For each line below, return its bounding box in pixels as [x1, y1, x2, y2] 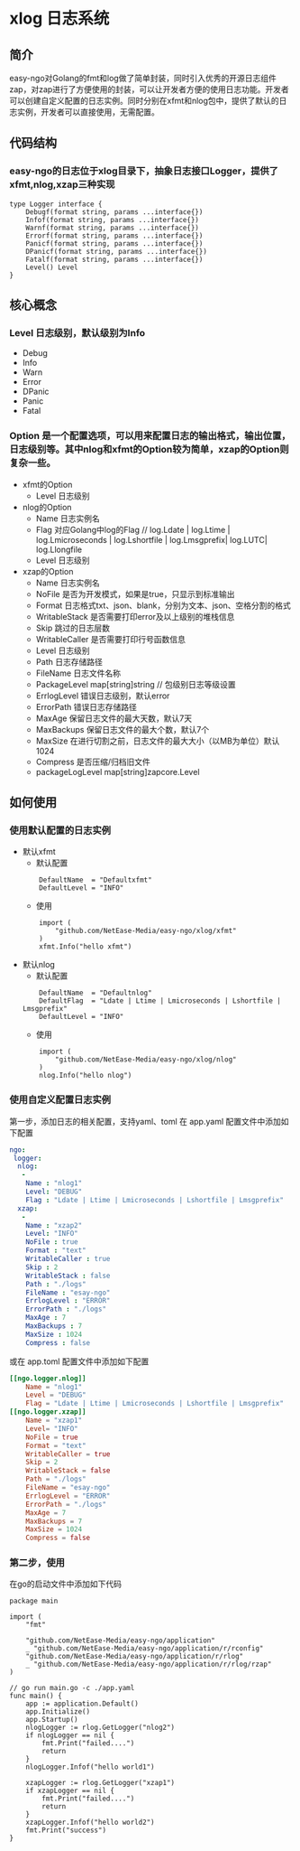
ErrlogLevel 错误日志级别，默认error [35, 690, 170, 701]
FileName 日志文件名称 [35, 668, 122, 678]
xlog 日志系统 [9, 8, 110, 29]
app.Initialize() [25, 1707, 91, 1716]
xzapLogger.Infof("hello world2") [25, 1818, 155, 1828]
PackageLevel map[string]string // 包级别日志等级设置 [35, 678, 236, 689]
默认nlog [22, 959, 56, 970]
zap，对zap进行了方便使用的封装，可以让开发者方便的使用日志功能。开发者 [9, 84, 290, 95]
